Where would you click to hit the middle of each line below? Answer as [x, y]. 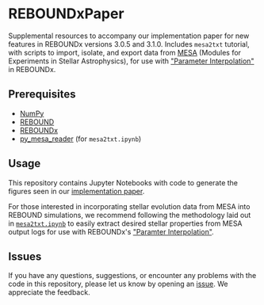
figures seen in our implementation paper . [77, 191]
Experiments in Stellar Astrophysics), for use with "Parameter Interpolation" [131, 61]
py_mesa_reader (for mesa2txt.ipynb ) [80, 139]
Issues [25, 256]
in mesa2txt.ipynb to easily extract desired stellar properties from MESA [126, 223]
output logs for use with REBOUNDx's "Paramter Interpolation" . [111, 231]
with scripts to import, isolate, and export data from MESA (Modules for [125, 52]
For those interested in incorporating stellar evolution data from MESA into [129, 206]
